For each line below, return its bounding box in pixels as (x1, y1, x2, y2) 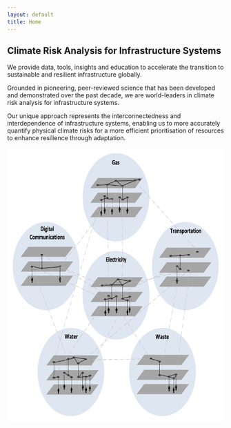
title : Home (7, 18, 41, 26)
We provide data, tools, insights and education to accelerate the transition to (7, 63, 224, 72)
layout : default (7, 11, 54, 18)
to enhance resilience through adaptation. (7, 134, 126, 142)
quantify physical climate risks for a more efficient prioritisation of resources (7, 126, 224, 135)
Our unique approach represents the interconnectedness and (7, 112, 181, 120)
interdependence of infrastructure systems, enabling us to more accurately (7, 119, 221, 128)
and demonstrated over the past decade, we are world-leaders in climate (7, 91, 215, 99)
